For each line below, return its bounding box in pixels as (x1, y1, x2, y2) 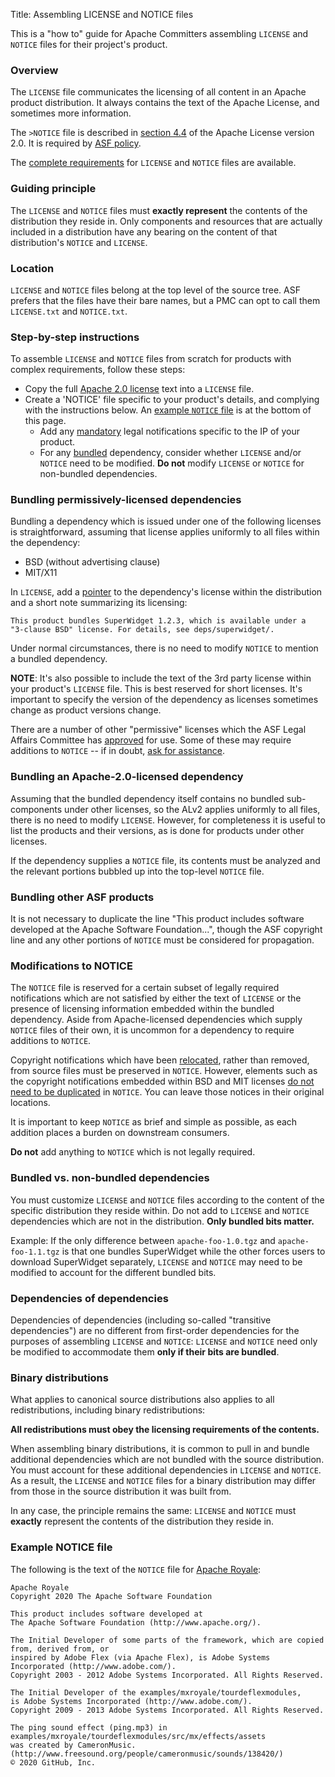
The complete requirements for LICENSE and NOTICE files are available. (10, 157, 297, 169)
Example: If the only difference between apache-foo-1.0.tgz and (10, 1234, 276, 1246)
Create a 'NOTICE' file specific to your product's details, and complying (24, 394, 320, 406)
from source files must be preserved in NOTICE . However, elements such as (10, 1065, 318, 1077)
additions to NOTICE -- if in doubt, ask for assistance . (10, 745, 225, 757)
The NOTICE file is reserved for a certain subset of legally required (10, 982, 280, 994)
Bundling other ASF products (10, 890, 155, 904)
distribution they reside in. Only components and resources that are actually (10, 215, 323, 227)
